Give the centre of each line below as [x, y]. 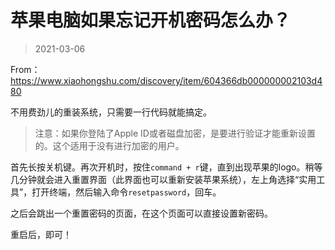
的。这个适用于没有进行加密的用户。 [109, 145]
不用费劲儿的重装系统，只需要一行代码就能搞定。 [111, 112]
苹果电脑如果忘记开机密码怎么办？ [151, 20]
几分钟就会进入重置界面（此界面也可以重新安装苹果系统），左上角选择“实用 [163, 179]
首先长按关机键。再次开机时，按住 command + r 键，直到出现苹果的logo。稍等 [166, 167]
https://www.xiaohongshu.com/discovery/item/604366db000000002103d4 [166, 80]
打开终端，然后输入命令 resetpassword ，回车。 [126, 192]
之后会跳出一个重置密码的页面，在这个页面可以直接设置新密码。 [141, 213]
